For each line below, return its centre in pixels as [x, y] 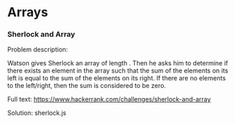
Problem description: [38, 49]
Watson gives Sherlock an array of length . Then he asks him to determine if [118, 63]
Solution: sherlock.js [37, 113]
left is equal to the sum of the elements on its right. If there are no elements [116, 78]
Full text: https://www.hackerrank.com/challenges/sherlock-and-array [109, 99]
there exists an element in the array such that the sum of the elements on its [118, 70]
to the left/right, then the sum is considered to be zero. [87, 86]
